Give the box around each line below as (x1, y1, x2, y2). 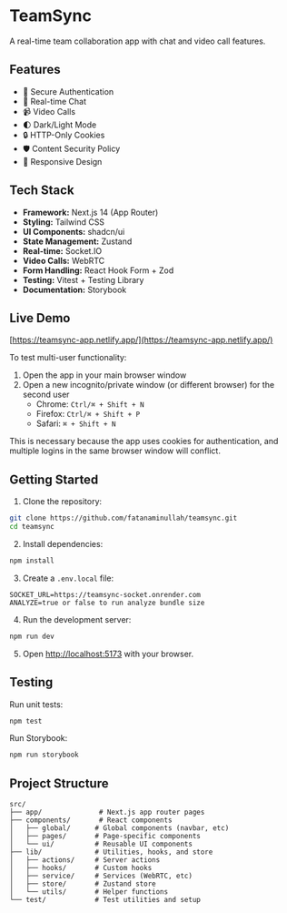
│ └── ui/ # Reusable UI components (9, 839, 193, 849)
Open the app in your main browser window (22, 370, 187, 380)
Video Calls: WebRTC (22, 255, 105, 266)
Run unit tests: (9, 698, 64, 710)
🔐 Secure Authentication (22, 86, 114, 96)
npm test (9, 716, 43, 725)
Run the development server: (22, 614, 132, 624)
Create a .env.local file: (22, 573, 114, 583)
